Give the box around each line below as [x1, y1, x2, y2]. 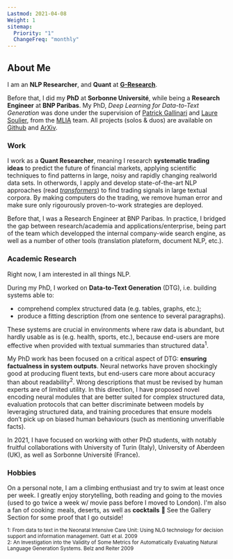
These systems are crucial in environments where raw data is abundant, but [7, 325, 225, 333]
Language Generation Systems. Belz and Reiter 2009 [7, 545, 134, 552]
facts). [7, 422, 26, 430]
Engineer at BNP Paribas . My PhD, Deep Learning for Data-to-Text [7, 101, 200, 109]
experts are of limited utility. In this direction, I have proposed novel [7, 385, 200, 393]
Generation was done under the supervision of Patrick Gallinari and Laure [7, 109, 218, 117]
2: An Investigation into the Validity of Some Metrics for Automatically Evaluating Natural [7, 539, 218, 546]
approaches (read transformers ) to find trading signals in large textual [7, 186, 207, 195]
